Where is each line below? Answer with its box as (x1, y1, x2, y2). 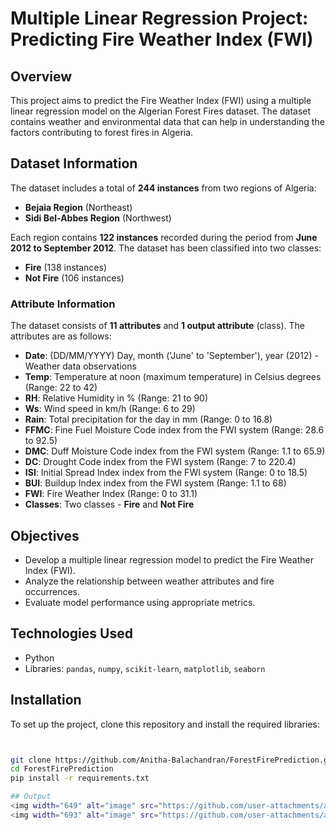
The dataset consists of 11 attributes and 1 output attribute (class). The (10, 320, 305, 332)
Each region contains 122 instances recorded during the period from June (10, 231, 318, 243)
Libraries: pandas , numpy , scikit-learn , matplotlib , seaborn (24, 662, 266, 674)
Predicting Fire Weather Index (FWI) (10, 28, 314, 51)
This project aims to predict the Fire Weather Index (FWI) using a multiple (10, 95, 312, 106)
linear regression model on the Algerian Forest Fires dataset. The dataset (10, 105, 312, 117)
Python (24, 652, 55, 664)
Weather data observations (24, 360, 137, 372)
